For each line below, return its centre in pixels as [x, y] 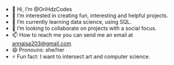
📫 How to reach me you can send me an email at [72, 35]
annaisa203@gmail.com [41, 44]
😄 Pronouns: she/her [38, 50]
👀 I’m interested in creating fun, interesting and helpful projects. [90, 16]
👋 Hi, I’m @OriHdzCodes [42, 9]
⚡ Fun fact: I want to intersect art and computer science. [81, 56]
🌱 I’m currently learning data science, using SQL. [72, 22]
